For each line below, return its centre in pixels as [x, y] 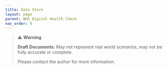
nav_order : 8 [19, 23]
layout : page [19, 14]
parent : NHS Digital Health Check [41, 19]
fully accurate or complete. [45, 52]
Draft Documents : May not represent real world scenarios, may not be [90, 47]
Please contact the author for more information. [66, 62]
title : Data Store [24, 10]
